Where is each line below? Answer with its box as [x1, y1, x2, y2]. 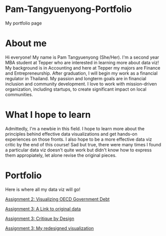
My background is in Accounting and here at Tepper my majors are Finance [5, 65, 161, 71]
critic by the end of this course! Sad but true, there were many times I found [5, 141, 161, 147]
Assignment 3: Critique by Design [5, 215, 74, 221]
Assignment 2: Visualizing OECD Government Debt [5, 196, 110, 202]
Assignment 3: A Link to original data [5, 205, 81, 211]
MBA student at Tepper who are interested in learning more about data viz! [5, 59, 159, 66]
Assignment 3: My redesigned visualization [5, 225, 94, 231]
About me [5, 38, 47, 49]
